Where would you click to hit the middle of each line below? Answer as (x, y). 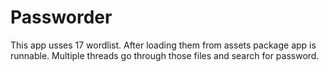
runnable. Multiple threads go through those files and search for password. (165, 55)
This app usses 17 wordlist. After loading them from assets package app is (163, 45)
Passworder (61, 17)
